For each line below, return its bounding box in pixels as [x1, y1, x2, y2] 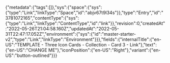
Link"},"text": [129, 42, 157, 47]
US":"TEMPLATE [5, 42, 41, 47]
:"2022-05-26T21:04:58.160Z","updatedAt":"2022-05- [5, 26, 120, 32]
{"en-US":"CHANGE [5, 47, 47, 53]
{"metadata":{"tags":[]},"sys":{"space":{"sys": [5, 5, 102, 10]
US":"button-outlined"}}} [5, 52, 58, 58]
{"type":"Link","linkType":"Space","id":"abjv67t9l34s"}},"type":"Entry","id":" [5, 10, 164, 16]
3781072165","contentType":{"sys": [5, 15, 79, 21]
